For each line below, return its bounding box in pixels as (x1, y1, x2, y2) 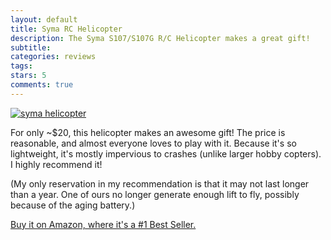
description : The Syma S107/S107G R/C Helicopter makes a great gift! (10, 33, 311, 43)
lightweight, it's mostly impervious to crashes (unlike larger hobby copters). (10, 147, 322, 160)
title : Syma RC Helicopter (10, 24, 123, 34)
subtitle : (10, 42, 52, 53)
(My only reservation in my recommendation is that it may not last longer (10, 177, 310, 190)
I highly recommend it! (10, 158, 103, 170)
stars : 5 (10, 71, 47, 81)
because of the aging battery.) (10, 199, 136, 211)
